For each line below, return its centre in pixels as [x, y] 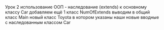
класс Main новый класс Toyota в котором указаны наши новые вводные [82, 17]
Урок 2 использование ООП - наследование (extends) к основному [76, 7]
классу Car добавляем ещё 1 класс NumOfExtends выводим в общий [78, 12]
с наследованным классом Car [38, 22]
